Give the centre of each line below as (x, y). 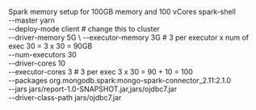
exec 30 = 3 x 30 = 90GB (50, 46)
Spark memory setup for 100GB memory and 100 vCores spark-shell (122, 12)
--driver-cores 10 (37, 63)
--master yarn (31, 20)
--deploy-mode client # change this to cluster (84, 29)
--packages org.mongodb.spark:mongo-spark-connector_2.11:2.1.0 (120, 80)
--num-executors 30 (42, 55)
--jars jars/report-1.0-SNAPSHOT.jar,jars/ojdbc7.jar (93, 89)
